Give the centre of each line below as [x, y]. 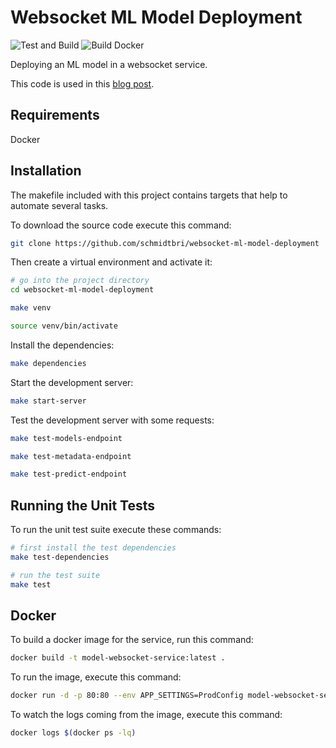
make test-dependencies [60, 557]
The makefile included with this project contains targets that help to [149, 195]
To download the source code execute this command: [121, 225]
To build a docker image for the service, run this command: [132, 640]
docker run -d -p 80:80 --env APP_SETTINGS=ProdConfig [127, 696]
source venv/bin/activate [64, 326]
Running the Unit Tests [83, 505]
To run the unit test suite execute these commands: [116, 530]
